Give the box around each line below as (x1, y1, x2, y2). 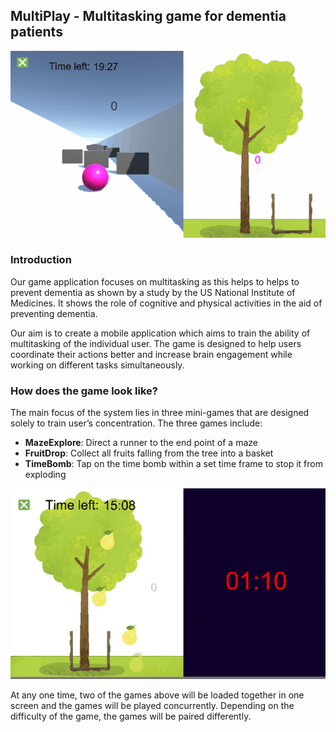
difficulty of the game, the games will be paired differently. (10, 710, 252, 722)
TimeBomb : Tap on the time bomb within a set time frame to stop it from (24, 458, 323, 470)
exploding (24, 469, 67, 481)
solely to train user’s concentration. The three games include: (10, 417, 263, 429)
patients (10, 24, 63, 41)
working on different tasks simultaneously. (10, 359, 185, 371)
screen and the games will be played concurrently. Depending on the (10, 699, 295, 711)
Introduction (10, 253, 72, 267)
